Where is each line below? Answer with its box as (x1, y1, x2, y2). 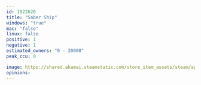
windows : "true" (6, 20, 47, 26)
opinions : (6, 69, 31, 75)
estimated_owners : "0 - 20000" (6, 48, 84, 54)
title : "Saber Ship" (6, 14, 58, 20)
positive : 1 (6, 37, 36, 42)
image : (6, 64, 23, 70)
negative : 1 (6, 42, 36, 48)
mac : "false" (6, 25, 39, 32)
